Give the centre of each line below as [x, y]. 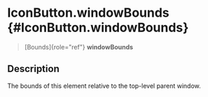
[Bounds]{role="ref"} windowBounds [79, 47]
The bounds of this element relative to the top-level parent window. [104, 86]
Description [33, 69]
